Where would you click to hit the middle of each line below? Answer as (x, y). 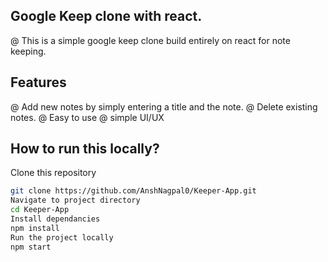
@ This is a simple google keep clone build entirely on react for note (150, 40)
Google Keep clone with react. (106, 16)
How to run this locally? (85, 149)
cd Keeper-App (40, 210)
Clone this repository (53, 173)
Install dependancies (55, 219)
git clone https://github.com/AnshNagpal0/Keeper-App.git (133, 191)
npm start (31, 247)
